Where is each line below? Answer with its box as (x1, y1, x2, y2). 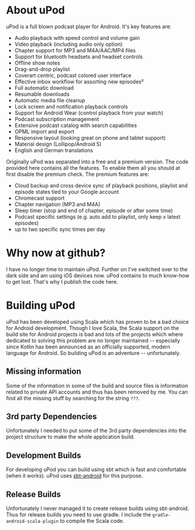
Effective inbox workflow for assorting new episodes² (14, 78, 144, 85)
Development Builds (6, 450, 81, 460)
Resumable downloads (14, 90, 70, 98)
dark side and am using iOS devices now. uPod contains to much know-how (6, 271, 190, 279)
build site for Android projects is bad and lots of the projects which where (6, 330, 183, 338)
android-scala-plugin (6, 518, 59, 525)
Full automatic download (14, 84, 74, 91)
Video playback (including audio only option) (14, 41, 123, 48)
